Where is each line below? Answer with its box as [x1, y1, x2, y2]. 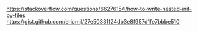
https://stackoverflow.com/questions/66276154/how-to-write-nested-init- [6, 5, 193, 12]
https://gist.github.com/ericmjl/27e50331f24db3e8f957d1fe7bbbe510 [6, 18, 180, 25]
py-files [6, 12, 26, 19]
